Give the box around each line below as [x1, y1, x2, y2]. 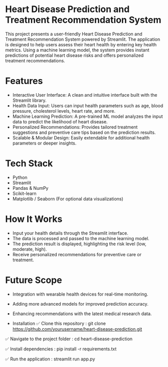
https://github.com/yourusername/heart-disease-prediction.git [12, 326, 142, 332]
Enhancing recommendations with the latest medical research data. [12, 311, 152, 317]
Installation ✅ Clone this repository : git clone [12, 320, 106, 326]
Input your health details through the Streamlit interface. [12, 230, 129, 236]
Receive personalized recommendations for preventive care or [12, 251, 142, 257]
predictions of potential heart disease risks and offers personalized [5, 52, 144, 58]
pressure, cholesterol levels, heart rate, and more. [12, 108, 116, 114]
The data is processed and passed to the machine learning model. [12, 235, 149, 241]
